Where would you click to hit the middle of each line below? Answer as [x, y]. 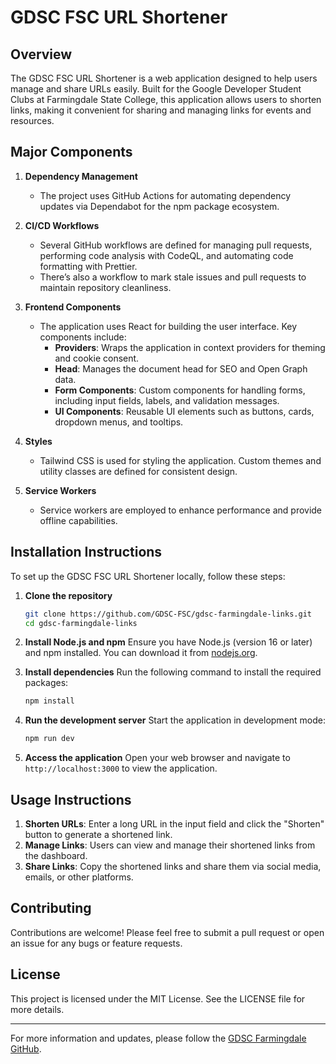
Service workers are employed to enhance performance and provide [181, 510]
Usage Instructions [71, 799]
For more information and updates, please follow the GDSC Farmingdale [158, 1038]
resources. [32, 120]
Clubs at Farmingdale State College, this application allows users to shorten [166, 99]
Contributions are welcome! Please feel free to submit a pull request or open [167, 932]
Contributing [51, 908]
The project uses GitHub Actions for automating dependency [165, 195]
